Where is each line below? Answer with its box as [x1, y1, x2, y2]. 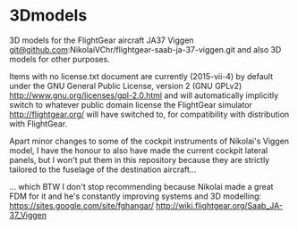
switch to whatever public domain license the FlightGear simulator [9, 99, 253, 110]
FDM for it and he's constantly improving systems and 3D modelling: [9, 191, 262, 201]
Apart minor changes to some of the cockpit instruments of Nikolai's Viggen [9, 135, 289, 146]
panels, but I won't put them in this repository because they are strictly [9, 154, 270, 165]
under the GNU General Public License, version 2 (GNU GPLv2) [9, 80, 243, 91]
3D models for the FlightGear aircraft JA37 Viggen [9, 35, 194, 45]
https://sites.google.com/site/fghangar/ [9, 200, 155, 210]
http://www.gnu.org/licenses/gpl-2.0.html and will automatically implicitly [9, 90, 279, 101]
